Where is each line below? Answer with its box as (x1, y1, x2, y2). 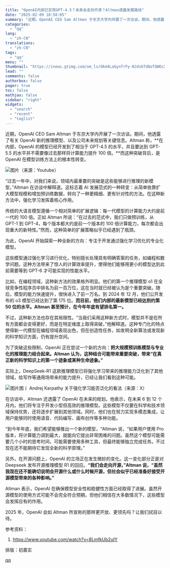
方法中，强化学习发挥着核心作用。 (5, 197, 76, 203)
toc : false (5, 87, 28, 93)
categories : (5, 21, 30, 27)
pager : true (5, 83, 30, 88)
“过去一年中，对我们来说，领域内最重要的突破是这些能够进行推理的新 (5, 177, 149, 184)
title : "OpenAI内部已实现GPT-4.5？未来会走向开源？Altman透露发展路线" (5, 7, 144, 13)
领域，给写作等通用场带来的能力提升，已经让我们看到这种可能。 (5, 374, 138, 380)
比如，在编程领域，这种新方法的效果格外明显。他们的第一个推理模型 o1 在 (5, 278, 158, 284)
